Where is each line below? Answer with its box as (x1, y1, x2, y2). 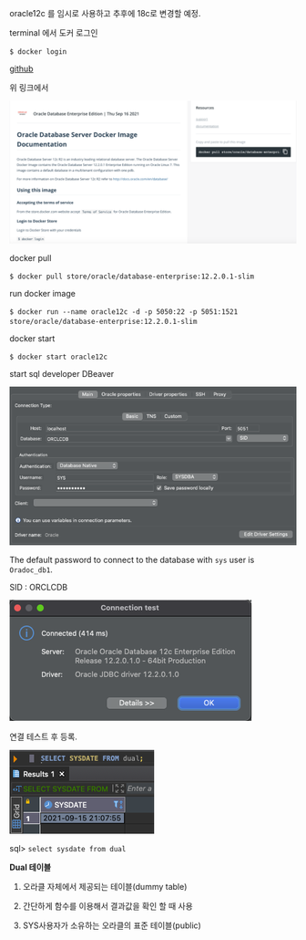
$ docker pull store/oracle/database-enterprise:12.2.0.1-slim (9, 272, 255, 281)
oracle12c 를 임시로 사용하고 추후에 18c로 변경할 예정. (9, 8, 201, 18)
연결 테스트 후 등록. (9, 731, 77, 742)
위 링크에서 (9, 82, 49, 93)
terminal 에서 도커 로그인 (9, 27, 98, 38)
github (9, 63, 34, 74)
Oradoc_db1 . (9, 564, 53, 575)
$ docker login (9, 47, 67, 57)
